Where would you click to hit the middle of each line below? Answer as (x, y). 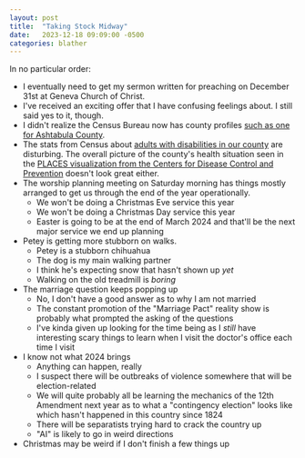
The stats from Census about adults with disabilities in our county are (153, 144)
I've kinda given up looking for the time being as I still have (146, 328)
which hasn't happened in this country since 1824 (129, 415)
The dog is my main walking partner (103, 261)
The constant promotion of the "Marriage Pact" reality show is (153, 309)
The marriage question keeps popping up (100, 289)
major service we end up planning (100, 232)
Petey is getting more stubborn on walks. (100, 241)
